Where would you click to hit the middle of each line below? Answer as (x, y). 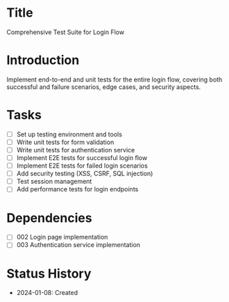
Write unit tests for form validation (65, 142)
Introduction (43, 60)
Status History (49, 273)
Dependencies (49, 218)
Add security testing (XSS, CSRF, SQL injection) (85, 174)
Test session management (54, 182)
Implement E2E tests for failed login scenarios (82, 166)
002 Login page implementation (62, 237)
